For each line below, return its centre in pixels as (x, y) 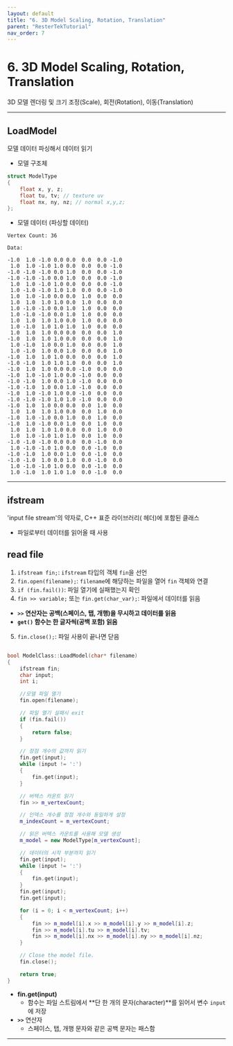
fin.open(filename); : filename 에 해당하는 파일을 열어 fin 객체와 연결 (113, 581)
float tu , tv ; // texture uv (62, 196)
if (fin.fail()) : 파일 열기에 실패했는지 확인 (78, 590)
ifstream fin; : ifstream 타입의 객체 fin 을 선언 (82, 572)
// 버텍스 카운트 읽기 (46, 796)
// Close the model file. (57, 955)
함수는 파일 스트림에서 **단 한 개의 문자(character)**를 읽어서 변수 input (127, 1002)
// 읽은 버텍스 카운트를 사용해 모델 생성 (70, 834)
